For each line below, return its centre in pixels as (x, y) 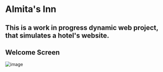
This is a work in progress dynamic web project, (82, 28)
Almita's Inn (31, 9)
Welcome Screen (33, 52)
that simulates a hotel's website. (57, 35)
